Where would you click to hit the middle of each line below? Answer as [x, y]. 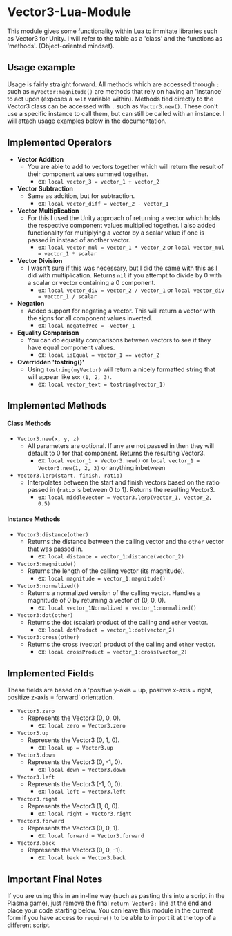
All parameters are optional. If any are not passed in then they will [120, 446]
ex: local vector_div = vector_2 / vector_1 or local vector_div [131, 290]
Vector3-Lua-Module [69, 12]
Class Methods [29, 423]
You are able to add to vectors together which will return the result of [126, 166]
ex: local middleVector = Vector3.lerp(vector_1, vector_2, [125, 497]
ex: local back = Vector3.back [81, 857]
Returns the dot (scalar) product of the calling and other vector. [118, 623]
